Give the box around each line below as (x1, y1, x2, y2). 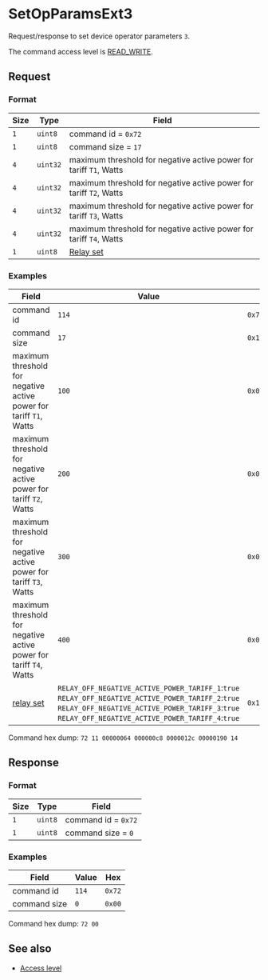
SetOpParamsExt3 (8, 5, 133, 23)
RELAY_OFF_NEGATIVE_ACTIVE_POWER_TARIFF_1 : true (57, 682, 240, 693)
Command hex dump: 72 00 (8, 918, 99, 928)
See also (8, 942, 52, 956)
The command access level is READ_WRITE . (8, 46, 153, 56)
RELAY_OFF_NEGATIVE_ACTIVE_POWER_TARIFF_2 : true (57, 692, 240, 703)
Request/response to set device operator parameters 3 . (8, 31, 190, 41)
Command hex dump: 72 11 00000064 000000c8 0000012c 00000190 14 (8, 733, 238, 742)
